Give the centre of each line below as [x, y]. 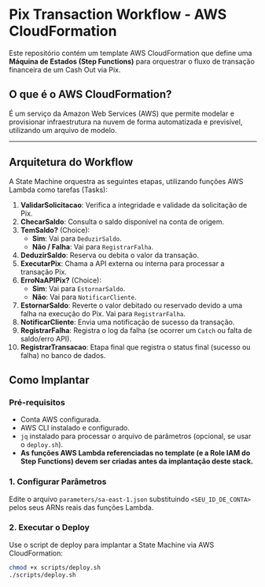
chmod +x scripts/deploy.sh [55, 567]
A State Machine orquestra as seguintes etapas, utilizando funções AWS [126, 181]
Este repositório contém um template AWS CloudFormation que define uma [131, 53]
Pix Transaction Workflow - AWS [118, 15]
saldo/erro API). [46, 338]
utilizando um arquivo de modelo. [63, 130]
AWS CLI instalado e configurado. [75, 428]
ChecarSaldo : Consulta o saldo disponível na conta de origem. [122, 221]
